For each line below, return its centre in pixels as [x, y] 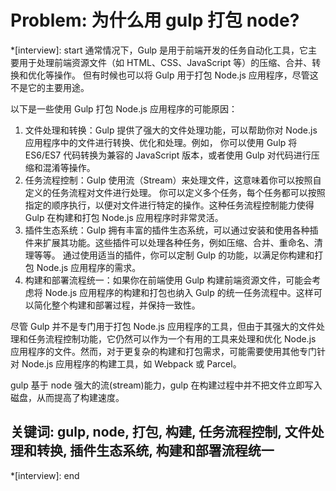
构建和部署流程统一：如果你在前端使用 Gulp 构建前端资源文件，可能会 [168, 280]
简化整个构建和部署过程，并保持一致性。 [117, 305]
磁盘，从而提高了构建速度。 [67, 397]
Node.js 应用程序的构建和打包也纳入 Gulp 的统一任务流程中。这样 [179, 292]
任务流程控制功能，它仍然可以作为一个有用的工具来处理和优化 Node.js [172, 338]
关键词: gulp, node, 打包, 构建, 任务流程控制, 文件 [161, 432]
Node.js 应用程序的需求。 [89, 267]
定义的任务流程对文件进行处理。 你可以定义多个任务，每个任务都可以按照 [175, 192]
